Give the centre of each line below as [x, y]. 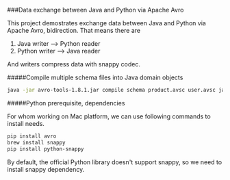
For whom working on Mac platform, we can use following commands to [109, 116]
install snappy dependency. [46, 169]
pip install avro [32, 136]
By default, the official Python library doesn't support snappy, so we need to [115, 162]
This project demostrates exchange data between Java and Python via [107, 23]
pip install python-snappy [46, 149]
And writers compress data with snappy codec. [74, 64]
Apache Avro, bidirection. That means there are [74, 30]
